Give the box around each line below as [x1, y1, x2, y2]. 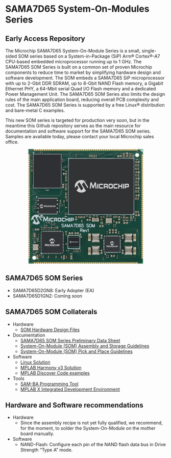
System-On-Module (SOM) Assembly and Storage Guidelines [20, 343, 150, 349]
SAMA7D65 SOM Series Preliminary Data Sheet [20, 337, 120, 343]
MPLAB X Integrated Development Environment [20, 386, 120, 392]
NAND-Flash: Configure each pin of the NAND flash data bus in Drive [20, 442, 166, 448]
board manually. [20, 430, 55, 437]
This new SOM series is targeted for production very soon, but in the [5, 117, 150, 123]
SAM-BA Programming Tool [20, 380, 79, 387]
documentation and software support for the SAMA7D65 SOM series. [5, 128, 152, 134]
